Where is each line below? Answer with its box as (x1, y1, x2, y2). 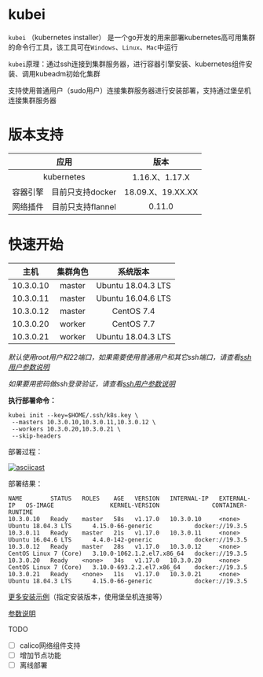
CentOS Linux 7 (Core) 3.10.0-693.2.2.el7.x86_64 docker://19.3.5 (8, 563, 247, 572)
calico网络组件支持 (19, 640, 81, 650)
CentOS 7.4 (111, 305, 155, 316)
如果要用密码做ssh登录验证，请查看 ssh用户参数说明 (8, 379, 176, 388)
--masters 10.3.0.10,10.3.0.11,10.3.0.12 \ (11, 418, 156, 426)
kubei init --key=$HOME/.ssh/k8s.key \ (8, 411, 139, 419)
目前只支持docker (51, 187, 117, 198)
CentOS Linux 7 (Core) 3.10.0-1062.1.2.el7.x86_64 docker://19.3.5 (8, 549, 247, 557)
